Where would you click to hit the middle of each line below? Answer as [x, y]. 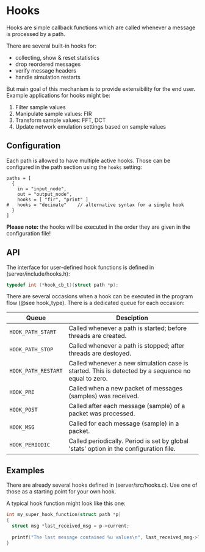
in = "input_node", [42, 189]
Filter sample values [40, 107]
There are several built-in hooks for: [51, 46]
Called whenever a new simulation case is [128, 364]
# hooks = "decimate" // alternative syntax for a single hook [95, 205]
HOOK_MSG [22, 427]
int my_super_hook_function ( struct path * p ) [64, 515]
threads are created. [98, 336]
